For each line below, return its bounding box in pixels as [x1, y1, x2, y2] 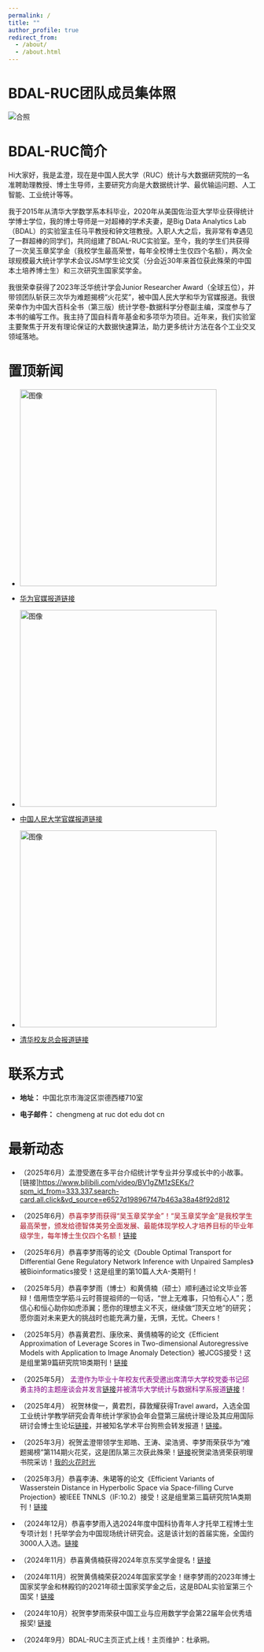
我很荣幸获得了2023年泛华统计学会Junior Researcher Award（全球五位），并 [8, 282, 255, 291]
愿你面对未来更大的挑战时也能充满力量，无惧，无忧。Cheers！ [19, 1312, 222, 1322]
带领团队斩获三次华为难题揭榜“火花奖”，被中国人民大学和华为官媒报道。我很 [8, 292, 255, 302]
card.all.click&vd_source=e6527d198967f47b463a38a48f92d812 [19, 1194, 230, 1204]
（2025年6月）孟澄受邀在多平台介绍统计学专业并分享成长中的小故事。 [19, 1168, 247, 1177]
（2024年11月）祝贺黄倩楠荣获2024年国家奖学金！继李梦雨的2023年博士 [19, 1572, 256, 1581]
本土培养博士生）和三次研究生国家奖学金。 [8, 265, 146, 275]
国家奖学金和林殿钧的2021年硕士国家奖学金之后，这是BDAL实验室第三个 [19, 1581, 253, 1591]
